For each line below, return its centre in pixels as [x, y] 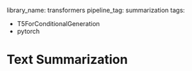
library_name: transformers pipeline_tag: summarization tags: [96, 10]
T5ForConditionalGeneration [58, 24]
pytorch [28, 31]
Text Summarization [67, 60]
